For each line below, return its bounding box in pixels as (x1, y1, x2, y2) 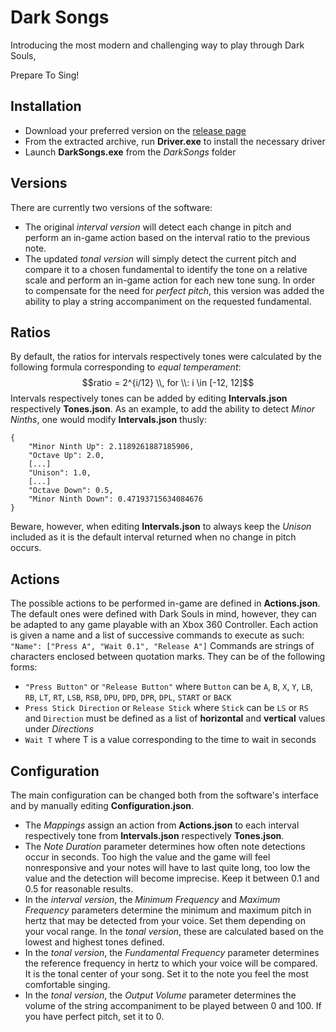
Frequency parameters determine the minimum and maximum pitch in (24, 904, 312, 916)
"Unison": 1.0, (28, 468, 92, 478)
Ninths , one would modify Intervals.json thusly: (10, 414, 207, 426)
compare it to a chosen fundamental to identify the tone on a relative (24, 263, 308, 275)
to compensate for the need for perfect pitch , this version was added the (24, 284, 325, 296)
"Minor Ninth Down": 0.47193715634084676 (28, 494, 203, 505)
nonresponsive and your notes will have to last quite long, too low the (24, 862, 311, 873)
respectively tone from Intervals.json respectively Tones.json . (24, 830, 285, 841)
